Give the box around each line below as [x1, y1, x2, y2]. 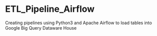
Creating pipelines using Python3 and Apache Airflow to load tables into [5, 20, 152, 26]
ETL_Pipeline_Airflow [5, 3, 95, 15]
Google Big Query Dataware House [5, 25, 77, 31]
